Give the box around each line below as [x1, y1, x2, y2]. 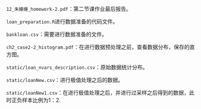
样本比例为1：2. [22, 96, 61, 104]
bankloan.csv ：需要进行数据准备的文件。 [6, 31, 107, 38]
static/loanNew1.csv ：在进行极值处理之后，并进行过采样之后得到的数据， [6, 89, 190, 96]
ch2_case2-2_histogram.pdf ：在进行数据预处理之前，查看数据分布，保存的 [6, 44, 190, 50]
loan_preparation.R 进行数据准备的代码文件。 [6, 18, 119, 25]
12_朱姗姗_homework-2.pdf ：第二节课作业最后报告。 [6, 5, 132, 12]
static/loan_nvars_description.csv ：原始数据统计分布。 [6, 63, 149, 71]
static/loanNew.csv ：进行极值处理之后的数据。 [6, 77, 123, 83]
